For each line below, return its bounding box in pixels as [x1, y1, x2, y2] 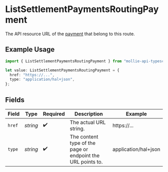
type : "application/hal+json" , [9, 77, 75, 82]
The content [69, 133, 98, 140]
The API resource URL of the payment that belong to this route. [5, 31, 135, 37]
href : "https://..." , [9, 72, 55, 77]
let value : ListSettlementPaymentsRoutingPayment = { [5, 68, 120, 73]
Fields [5, 95, 25, 104]
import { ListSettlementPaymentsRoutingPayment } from [5, 59, 122, 64]
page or [69, 145, 88, 152]
